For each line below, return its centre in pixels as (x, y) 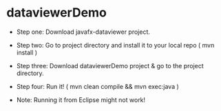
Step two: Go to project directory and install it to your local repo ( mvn (115, 45)
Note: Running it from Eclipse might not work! (81, 100)
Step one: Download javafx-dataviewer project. (83, 32)
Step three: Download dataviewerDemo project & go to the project (110, 65)
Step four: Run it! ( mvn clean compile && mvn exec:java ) (98, 86)
